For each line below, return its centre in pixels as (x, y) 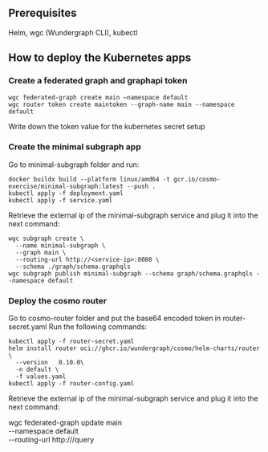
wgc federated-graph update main (65, 423)
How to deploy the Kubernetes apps (100, 58)
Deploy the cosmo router (57, 300)
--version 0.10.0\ (50, 363)
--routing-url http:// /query (51, 440)
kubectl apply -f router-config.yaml (71, 384)
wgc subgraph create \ (46, 238)
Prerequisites (43, 13)
